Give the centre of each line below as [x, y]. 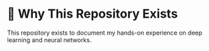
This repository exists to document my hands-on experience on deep [105, 33]
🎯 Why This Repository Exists [93, 14]
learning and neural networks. [49, 39]
